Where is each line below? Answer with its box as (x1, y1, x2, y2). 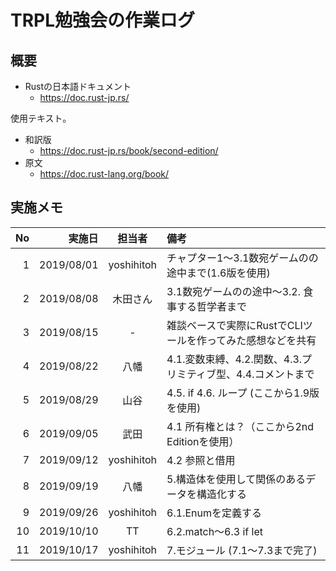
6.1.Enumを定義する (166, 506, 262, 520)
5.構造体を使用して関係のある (166, 472, 307, 486)
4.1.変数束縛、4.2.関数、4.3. (166, 352, 303, 366)
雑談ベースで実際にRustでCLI (166, 318, 303, 332)
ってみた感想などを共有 (206, 333, 317, 347)
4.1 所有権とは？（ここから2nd (166, 419, 315, 433)
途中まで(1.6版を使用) (166, 266, 271, 280)
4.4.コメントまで (236, 367, 315, 381)
